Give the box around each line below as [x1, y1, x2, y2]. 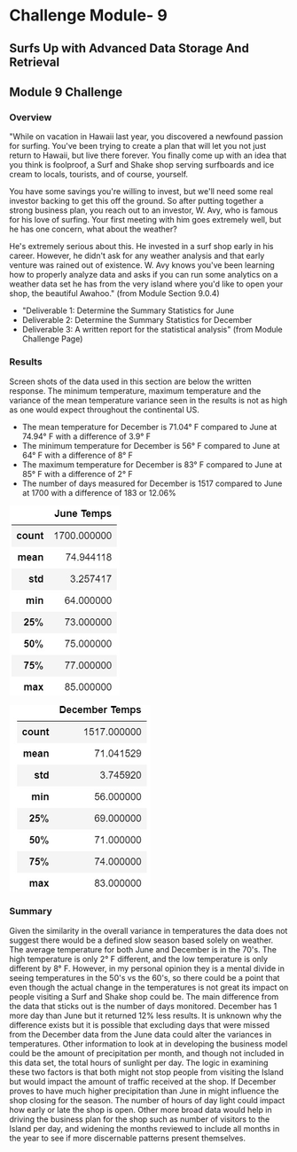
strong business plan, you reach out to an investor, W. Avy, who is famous [9, 205, 278, 216]
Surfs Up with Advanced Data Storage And [9, 41, 250, 56]
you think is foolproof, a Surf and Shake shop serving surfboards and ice [9, 160, 275, 170]
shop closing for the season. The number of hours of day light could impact [9, 1094, 285, 1105]
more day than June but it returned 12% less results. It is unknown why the [9, 1010, 282, 1021]
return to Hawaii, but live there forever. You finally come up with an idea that [9, 150, 287, 161]
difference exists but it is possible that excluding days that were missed [9, 1019, 270, 1030]
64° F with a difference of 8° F [21, 450, 133, 460]
